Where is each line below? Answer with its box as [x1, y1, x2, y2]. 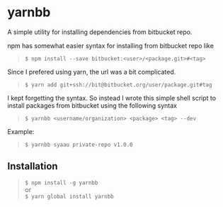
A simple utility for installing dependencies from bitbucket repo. [7, 28, 193, 36]
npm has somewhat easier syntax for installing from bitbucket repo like [7, 41, 215, 50]
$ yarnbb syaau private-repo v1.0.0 [24, 141, 133, 148]
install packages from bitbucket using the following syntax [7, 101, 177, 110]
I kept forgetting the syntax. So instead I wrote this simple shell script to [7, 94, 217, 102]
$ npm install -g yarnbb [24, 179, 98, 186]
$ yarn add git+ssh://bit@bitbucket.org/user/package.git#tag [24, 81, 212, 89]
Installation [7, 160, 58, 172]
